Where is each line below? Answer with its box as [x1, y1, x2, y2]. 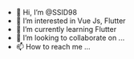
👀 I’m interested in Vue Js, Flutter [15, 16, 126, 26]
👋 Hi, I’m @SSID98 [15, 8, 78, 17]
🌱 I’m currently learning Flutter [15, 25, 117, 33]
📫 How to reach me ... [15, 42, 91, 51]
